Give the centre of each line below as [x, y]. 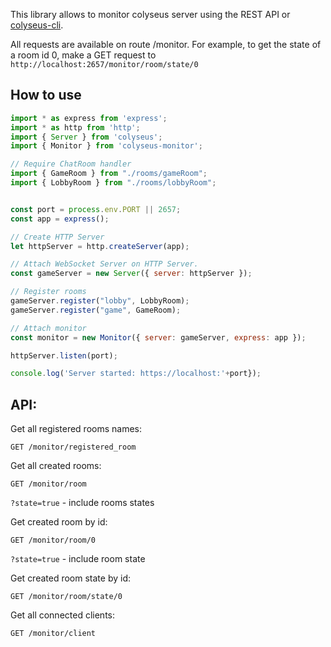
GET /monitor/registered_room [73, 447]
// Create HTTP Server [57, 237]
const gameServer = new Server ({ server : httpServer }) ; [131, 274]
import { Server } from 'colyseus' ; [86, 137]
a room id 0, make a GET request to [83, 55]
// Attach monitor [48, 328]
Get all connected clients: [62, 615]
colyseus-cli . [37, 25]
